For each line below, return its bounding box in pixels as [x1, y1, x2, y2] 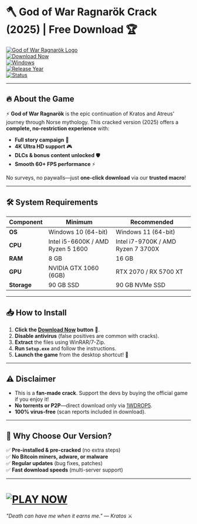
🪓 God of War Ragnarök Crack [6, 5, 157, 19]
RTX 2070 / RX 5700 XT [116, 267, 184, 276]
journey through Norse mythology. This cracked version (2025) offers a [6, 118, 179, 125]
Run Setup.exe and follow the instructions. [14, 345, 117, 352]
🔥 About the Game [6, 94, 74, 104]
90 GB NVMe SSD [116, 281, 166, 289]
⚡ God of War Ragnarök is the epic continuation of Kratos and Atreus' [6, 110, 175, 117]
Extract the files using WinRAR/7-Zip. [14, 339, 106, 346]
